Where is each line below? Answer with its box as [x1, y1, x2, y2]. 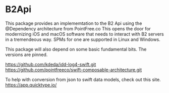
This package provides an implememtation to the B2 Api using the [5, 20, 142, 26]
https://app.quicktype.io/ [5, 82, 57, 88]
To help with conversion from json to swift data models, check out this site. [5, 76, 161, 82]
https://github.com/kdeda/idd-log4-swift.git [5, 61, 96, 67]
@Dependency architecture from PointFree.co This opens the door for [5, 25, 151, 31]
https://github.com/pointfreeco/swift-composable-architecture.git [5, 67, 142, 73]
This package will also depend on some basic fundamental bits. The [5, 46, 147, 52]
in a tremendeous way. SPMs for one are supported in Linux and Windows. [5, 36, 160, 42]
